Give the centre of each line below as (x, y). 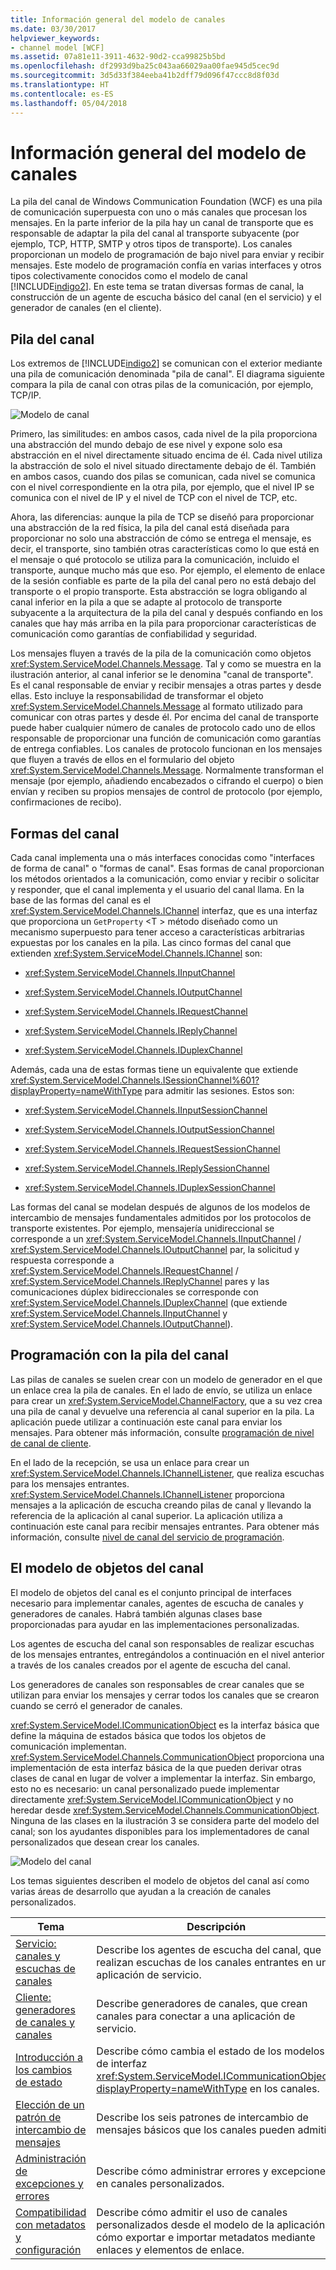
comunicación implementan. (68, 1746)
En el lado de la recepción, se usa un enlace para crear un (130, 1462)
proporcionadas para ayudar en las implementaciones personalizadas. (155, 1624)
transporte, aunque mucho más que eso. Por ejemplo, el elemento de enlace (168, 570)
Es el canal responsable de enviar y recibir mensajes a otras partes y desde (166, 685)
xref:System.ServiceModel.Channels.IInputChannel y (119, 1313)
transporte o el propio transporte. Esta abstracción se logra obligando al (159, 592)
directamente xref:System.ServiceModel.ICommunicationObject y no (152, 1799)
